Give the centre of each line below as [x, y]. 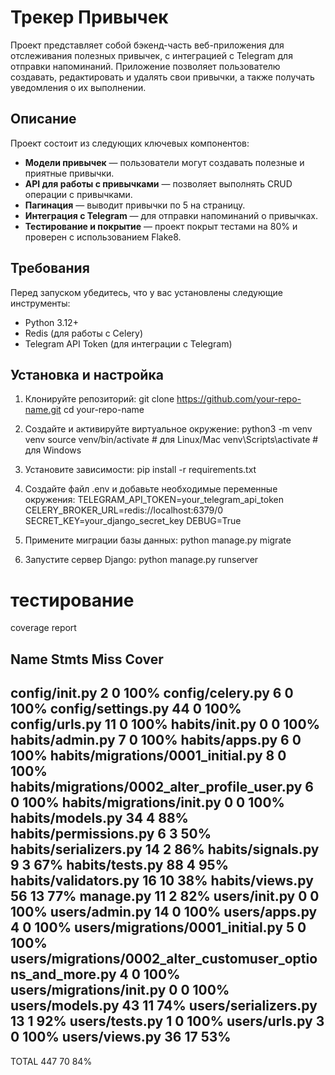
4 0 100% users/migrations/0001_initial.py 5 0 [158, 927]
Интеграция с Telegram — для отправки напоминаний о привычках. [171, 215]
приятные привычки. [69, 173]
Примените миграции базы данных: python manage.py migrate [158, 540]
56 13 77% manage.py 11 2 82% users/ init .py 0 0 [165, 896]
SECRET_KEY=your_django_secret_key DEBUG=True [133, 521]
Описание [43, 119]
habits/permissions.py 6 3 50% [111, 834]
